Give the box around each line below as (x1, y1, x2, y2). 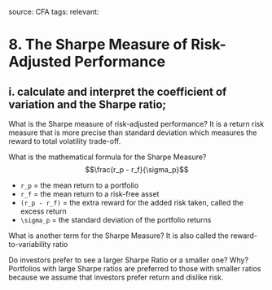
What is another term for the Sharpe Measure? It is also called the (8, 231, 230, 240)
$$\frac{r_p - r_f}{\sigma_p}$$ (85, 165, 189, 174)
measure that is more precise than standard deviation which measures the (8, 128, 257, 137)
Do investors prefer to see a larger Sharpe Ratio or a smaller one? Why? (8, 255, 249, 265)
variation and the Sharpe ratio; (8, 97, 167, 111)
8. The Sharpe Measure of (8, 36, 188, 54)
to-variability (8, 240, 51, 249)
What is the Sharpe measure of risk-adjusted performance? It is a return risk (8, 119, 265, 128)
